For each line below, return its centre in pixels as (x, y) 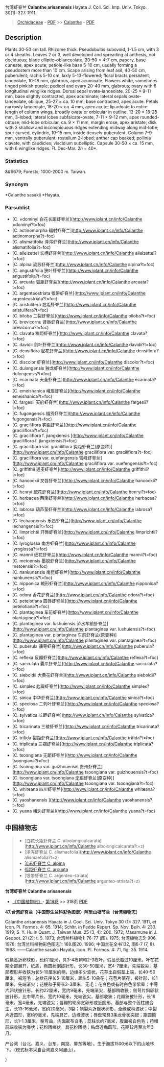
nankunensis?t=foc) (32, 578)
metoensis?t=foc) (30, 566)
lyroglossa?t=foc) (30, 549)
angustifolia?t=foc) (31, 276)
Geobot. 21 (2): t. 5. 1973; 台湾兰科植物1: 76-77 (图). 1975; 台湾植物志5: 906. (81, 938)
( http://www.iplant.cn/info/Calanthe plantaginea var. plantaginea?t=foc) (84, 640)
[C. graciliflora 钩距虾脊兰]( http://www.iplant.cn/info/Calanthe (74, 425)
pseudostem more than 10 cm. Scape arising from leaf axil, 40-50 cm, (76, 70)
